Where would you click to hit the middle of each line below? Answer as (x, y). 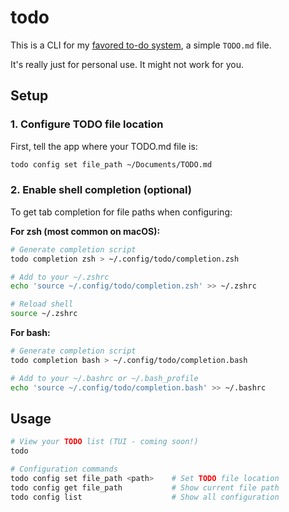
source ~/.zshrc (44, 314)
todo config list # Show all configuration (145, 497)
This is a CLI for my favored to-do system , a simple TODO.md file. (141, 45)
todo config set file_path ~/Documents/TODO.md (111, 164)
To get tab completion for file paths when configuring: (121, 212)
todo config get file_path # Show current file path (145, 487)
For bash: (30, 333)
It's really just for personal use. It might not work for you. (127, 64)
